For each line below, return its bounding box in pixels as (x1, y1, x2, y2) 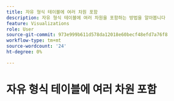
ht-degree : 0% (6, 49, 43, 55)
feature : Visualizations (6, 20, 70, 26)
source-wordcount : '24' (6, 43, 67, 50)
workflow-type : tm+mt (6, 37, 62, 43)
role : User (6, 26, 34, 32)
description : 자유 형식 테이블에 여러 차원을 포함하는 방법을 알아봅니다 (6, 15, 166, 21)
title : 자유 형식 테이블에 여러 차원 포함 (6, 9, 98, 15)
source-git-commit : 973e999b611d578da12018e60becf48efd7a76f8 (6, 32, 168, 38)
